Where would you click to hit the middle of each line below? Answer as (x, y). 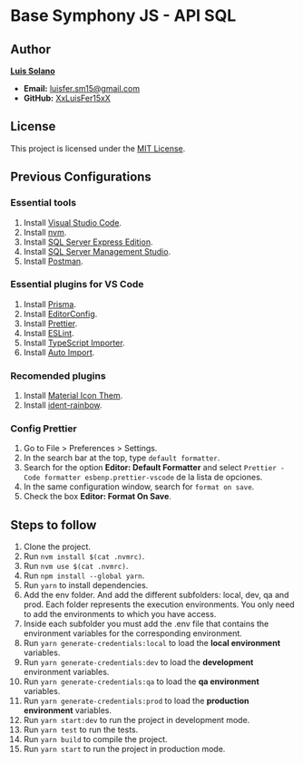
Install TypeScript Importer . (74, 343)
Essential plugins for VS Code (77, 285)
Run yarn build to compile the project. (95, 739)
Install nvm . (45, 232)
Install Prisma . (49, 304)
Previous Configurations (81, 177)
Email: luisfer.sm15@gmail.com (82, 88)
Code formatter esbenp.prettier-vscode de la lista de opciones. (143, 478)
